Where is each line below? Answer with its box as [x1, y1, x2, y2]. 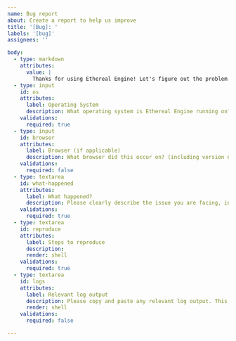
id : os [20, 89, 39, 96]
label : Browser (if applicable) [25, 147, 121, 155]
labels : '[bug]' [7, 30, 55, 37]
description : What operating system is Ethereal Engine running [25, 108, 218, 115]
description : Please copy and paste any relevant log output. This [25, 297, 228, 304]
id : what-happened [20, 180, 74, 187]
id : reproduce [20, 226, 61, 233]
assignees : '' [7, 37, 49, 44]
